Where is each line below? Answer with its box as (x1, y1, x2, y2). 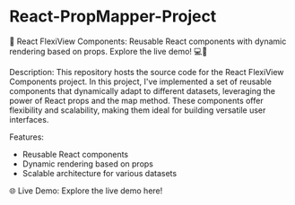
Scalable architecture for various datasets (22, 167, 178, 178)
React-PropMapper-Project (9, 6, 217, 27)
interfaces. (9, 114, 49, 124)
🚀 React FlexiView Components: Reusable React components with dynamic (9, 36, 287, 47)
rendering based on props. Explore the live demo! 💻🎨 (9, 46, 208, 56)
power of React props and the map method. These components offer (9, 95, 264, 106)
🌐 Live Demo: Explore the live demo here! (9, 185, 163, 196)
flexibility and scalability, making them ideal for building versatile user (9, 105, 266, 115)
